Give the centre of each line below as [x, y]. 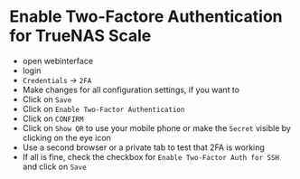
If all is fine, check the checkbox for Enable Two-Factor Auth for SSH [151, 156]
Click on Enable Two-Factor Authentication [103, 108]
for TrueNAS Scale [80, 36]
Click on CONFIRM [53, 118]
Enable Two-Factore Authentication [146, 17]
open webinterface [57, 61]
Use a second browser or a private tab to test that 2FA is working [143, 147]
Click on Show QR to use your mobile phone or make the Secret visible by [157, 127]
